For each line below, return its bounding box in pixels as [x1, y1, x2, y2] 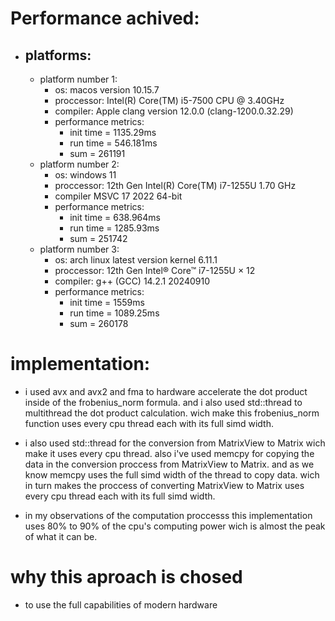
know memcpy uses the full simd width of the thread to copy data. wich [24, 468, 320, 481]
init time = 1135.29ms [69, 127, 157, 138]
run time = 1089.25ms [69, 307, 160, 319]
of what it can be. [24, 530, 98, 542]
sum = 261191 [69, 148, 126, 159]
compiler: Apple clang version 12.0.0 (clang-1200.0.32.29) [54, 105, 294, 117]
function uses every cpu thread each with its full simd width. [24, 417, 274, 429]
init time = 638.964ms [69, 212, 161, 223]
